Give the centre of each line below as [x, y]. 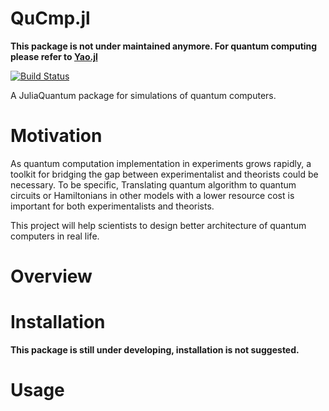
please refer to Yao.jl [54, 56]
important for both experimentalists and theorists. [112, 206]
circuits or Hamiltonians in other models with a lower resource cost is [152, 195]
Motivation [56, 136]
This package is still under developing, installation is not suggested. [155, 350]
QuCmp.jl [50, 18]
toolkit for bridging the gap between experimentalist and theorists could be [164, 174]
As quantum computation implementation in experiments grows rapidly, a [161, 163]
